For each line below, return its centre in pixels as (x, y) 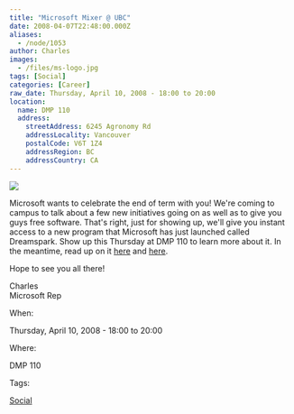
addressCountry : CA (62, 160)
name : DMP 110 (44, 110)
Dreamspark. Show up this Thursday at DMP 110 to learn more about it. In (145, 241)
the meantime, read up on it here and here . (89, 251)
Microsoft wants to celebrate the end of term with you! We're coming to (142, 203)
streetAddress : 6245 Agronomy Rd (88, 127)
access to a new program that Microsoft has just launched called (129, 232)
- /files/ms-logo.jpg (58, 69)
